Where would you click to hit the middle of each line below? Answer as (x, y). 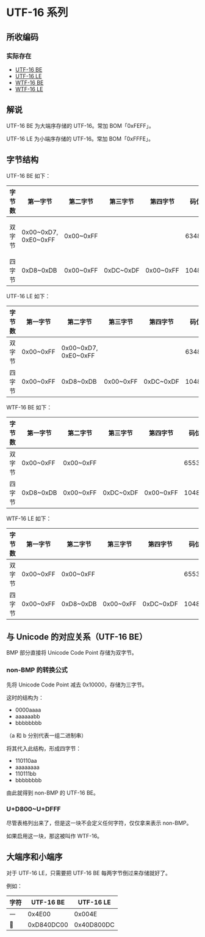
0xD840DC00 (48, 925)
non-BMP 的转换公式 (37, 670)
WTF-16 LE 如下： (29, 518)
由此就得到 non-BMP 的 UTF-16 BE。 (52, 793)
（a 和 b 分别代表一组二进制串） (47, 735)
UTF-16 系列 (37, 13)
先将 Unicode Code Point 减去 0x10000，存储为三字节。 (77, 685)
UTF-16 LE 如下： (28, 296)
